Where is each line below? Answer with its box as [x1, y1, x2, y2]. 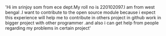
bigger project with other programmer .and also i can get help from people [5, 20, 159, 26]
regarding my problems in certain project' [5, 25, 91, 31]
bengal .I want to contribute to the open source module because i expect [5, 9, 155, 15]
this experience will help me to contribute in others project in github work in [5, 15, 161, 20]
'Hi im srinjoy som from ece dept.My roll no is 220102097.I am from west [5, 4, 155, 10]
